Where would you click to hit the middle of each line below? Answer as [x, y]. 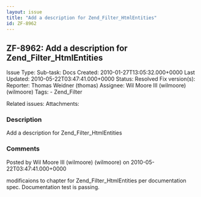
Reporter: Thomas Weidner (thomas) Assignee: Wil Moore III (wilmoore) [96, 86]
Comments [23, 149]
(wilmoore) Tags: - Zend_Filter [44, 92]
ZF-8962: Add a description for [67, 48]
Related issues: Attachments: [43, 104]
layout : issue [24, 12]
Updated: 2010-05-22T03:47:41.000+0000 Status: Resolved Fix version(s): [101, 79]
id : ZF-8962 [21, 23]
